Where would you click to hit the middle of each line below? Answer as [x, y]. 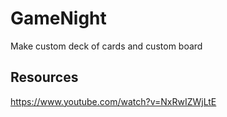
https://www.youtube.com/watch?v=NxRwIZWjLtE [113, 101]
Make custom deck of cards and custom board [106, 46]
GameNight [58, 18]
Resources [44, 77]
